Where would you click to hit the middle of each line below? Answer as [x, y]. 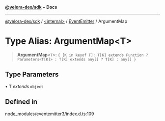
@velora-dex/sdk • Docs [31, 7]
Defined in [21, 102]
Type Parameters [32, 75]
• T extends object [24, 86]
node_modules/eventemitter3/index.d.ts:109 [50, 114]
